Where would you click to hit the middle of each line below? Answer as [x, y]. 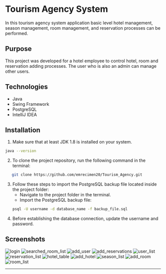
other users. [18, 71]
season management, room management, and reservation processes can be [83, 28]
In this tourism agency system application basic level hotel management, [79, 23]
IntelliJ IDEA [24, 114]
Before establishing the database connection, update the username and [85, 218]
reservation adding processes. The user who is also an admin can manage [81, 66]
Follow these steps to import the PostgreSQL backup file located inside [84, 184]
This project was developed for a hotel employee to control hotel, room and [82, 61]
